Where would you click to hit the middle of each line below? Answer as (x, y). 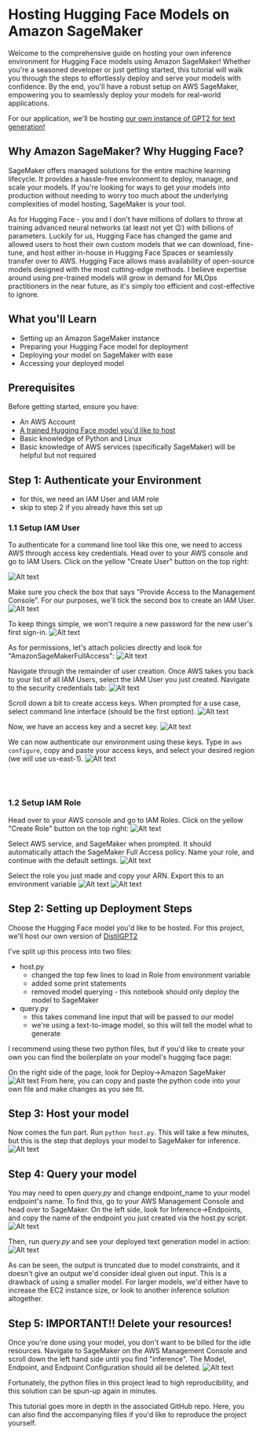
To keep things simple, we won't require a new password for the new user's (130, 624)
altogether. (26, 1299)
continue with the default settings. (64, 860)
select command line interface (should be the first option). (102, 712)
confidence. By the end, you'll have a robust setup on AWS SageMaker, (124, 86)
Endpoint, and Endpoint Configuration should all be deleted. (105, 1367)
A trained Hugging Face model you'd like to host (97, 430)
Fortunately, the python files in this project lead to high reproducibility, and (128, 1383)
